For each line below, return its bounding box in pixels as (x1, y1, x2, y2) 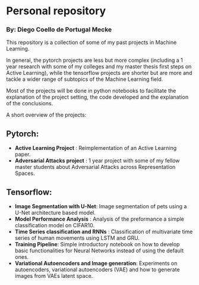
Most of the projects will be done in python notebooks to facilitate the (6, 87, 176, 95)
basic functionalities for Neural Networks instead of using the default (14, 247, 184, 254)
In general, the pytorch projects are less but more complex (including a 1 (6, 57, 183, 64)
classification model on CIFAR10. (14, 222, 95, 229)
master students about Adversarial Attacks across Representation (14, 164, 176, 171)
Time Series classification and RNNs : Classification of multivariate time (14, 228, 193, 236)
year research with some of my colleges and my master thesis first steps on (6, 63, 192, 70)
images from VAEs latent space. (14, 273, 93, 280)
